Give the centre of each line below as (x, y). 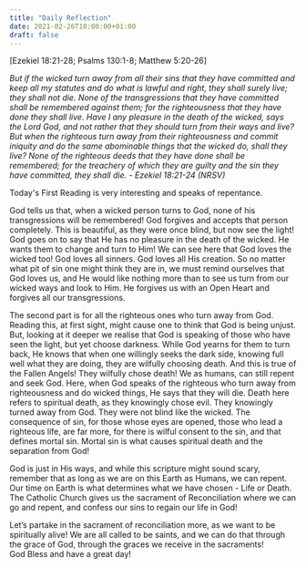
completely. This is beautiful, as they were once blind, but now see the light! (152, 230)
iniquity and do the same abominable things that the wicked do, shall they (149, 146)
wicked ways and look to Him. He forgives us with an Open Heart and (140, 288)
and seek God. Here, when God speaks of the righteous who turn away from (153, 383)
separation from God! (50, 451)
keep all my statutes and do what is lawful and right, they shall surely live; (149, 88)
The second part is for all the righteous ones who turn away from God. (142, 315)
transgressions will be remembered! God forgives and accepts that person (149, 221)
